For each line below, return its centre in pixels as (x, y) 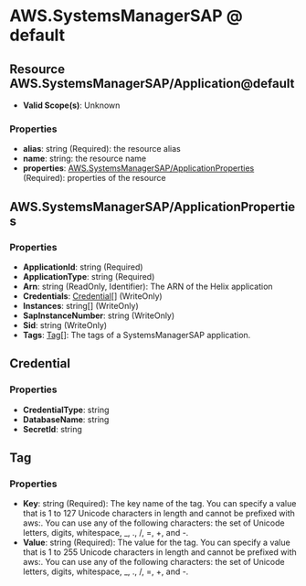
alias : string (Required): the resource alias (101, 149)
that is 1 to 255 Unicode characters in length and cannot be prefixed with (159, 552)
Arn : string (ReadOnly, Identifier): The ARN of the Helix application (148, 286)
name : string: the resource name (84, 159)
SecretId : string (52, 429)
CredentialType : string (66, 410)
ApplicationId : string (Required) (83, 267)
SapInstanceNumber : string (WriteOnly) (99, 315)
